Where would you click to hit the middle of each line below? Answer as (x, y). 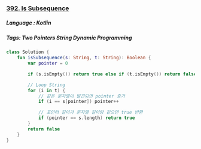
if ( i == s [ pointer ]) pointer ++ (78, 102)
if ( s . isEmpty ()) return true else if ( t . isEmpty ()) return (104, 74)
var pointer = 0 (48, 63)
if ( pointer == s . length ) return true (86, 118)
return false (44, 129)
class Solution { (28, 52)
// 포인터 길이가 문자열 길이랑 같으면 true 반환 (90, 112)
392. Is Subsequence (38, 8)
